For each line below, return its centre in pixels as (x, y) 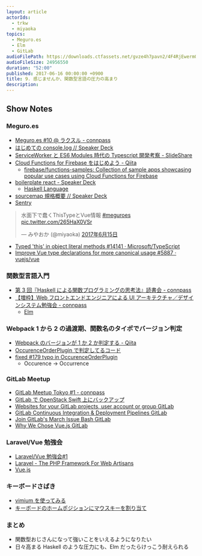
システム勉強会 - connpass (54, 305)
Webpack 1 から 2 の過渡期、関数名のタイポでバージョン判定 (94, 328)
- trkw (20, 23)
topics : (16, 34)
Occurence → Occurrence (56, 364)
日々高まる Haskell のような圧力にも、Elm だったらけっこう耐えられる (102, 547)
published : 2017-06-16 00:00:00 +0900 (55, 73)
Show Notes (29, 109)
